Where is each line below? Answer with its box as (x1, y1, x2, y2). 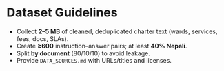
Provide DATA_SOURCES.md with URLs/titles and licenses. (16, 56, 172, 64)
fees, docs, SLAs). (16, 34, 69, 42)
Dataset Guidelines (6, 5, 118, 20)
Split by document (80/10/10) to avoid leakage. (16, 49, 151, 57)
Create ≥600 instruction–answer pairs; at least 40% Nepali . (16, 42, 187, 50)
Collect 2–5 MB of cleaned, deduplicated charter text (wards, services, (16, 27, 218, 35)
